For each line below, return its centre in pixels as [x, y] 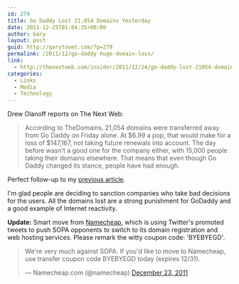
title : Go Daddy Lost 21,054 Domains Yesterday [79, 21]
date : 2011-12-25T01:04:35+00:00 [57, 27]
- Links [25, 80]
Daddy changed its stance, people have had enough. [102, 166]
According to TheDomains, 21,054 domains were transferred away [122, 128]
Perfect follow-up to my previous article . [67, 180]
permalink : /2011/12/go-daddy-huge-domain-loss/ [81, 54]
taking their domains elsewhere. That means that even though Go [121, 158]
